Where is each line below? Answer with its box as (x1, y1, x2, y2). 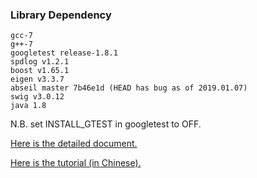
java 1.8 (10, 101, 47, 111)
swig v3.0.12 (10, 92, 65, 102)
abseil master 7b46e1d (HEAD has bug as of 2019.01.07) (10, 83, 248, 93)
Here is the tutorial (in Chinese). (10, 157, 142, 169)
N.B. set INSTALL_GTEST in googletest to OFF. (10, 118, 202, 130)
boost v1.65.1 (10, 66, 70, 76)
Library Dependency (10, 8, 112, 22)
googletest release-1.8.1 (10, 48, 118, 58)
